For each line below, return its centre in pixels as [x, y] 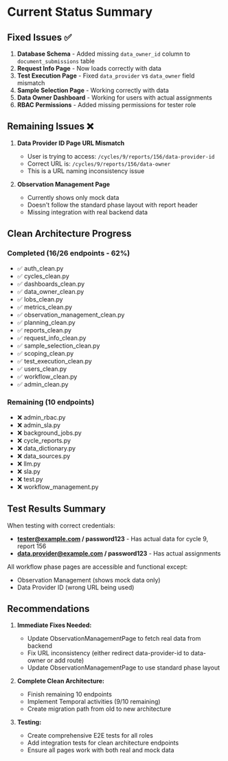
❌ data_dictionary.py [46, 448]
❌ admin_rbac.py [41, 417]
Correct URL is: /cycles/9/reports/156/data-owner [99, 163]
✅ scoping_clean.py [45, 353]
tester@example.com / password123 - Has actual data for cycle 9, [112, 538]
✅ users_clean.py [42, 369]
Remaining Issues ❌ [50, 127]
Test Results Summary [57, 509]
